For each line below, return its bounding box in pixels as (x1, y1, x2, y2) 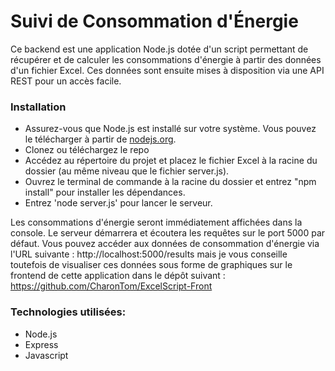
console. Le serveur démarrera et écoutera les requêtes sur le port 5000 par (10, 227, 326, 239)
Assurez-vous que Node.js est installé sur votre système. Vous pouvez (24, 123, 317, 135)
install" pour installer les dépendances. (24, 186, 186, 199)
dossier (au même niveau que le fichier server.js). (24, 165, 230, 177)
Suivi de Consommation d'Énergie (10, 10, 299, 33)
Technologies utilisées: (10, 305, 127, 319)
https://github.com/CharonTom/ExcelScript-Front (10, 280, 213, 292)
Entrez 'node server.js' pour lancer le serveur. (24, 197, 213, 209)
